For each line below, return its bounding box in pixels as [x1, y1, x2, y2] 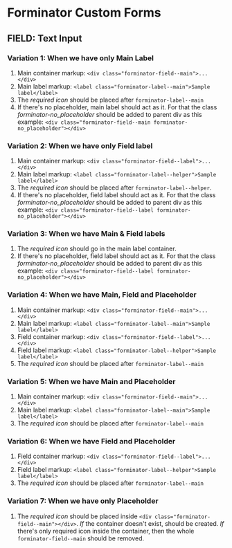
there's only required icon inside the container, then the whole [17, 527, 195, 535]
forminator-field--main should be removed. [17, 534, 145, 542]
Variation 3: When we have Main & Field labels [7, 229, 166, 239]
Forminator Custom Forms [7, 5, 161, 21]
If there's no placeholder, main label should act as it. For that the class [17, 102, 217, 111]
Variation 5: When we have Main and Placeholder [7, 376, 176, 386]
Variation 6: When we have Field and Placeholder [7, 436, 176, 446]
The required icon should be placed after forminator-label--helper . [17, 183, 212, 192]
